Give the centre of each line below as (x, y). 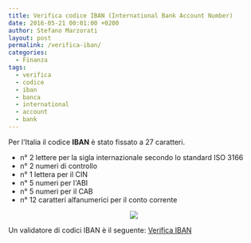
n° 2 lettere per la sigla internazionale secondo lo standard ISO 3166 (131, 157)
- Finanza (31, 61)
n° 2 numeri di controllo (59, 166)
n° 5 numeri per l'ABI (54, 182)
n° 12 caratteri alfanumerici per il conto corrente (98, 199)
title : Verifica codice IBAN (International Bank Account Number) (121, 16)
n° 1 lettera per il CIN (54, 174)
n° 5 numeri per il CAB (56, 191)
